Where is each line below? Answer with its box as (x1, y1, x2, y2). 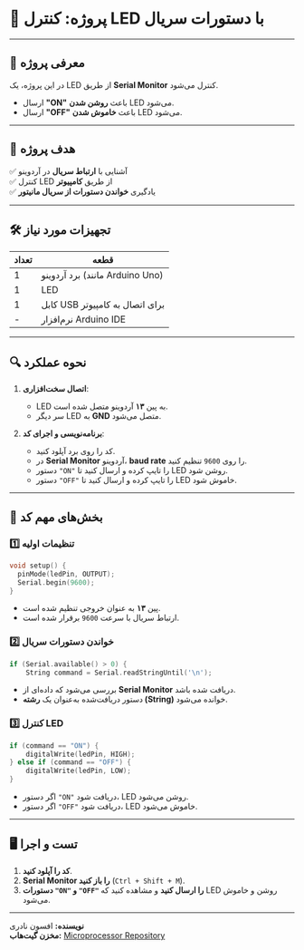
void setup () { (9, 561, 67, 570)
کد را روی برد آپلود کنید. (35, 446, 116, 457)
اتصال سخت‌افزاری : (22, 383, 89, 394)
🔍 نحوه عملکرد (9, 354, 87, 370)
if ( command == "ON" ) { (9, 741, 100, 751)
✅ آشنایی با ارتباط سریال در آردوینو (9, 165, 128, 176)
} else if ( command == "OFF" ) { (9, 758, 131, 767)
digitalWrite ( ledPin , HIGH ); (25, 750, 136, 759)
